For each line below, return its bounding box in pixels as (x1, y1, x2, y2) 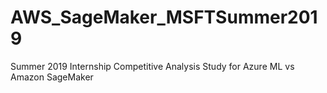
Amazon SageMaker (10, 71, 94, 83)
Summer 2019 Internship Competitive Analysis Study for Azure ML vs (10, 60, 295, 72)
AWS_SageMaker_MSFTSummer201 (10, 6, 318, 29)
